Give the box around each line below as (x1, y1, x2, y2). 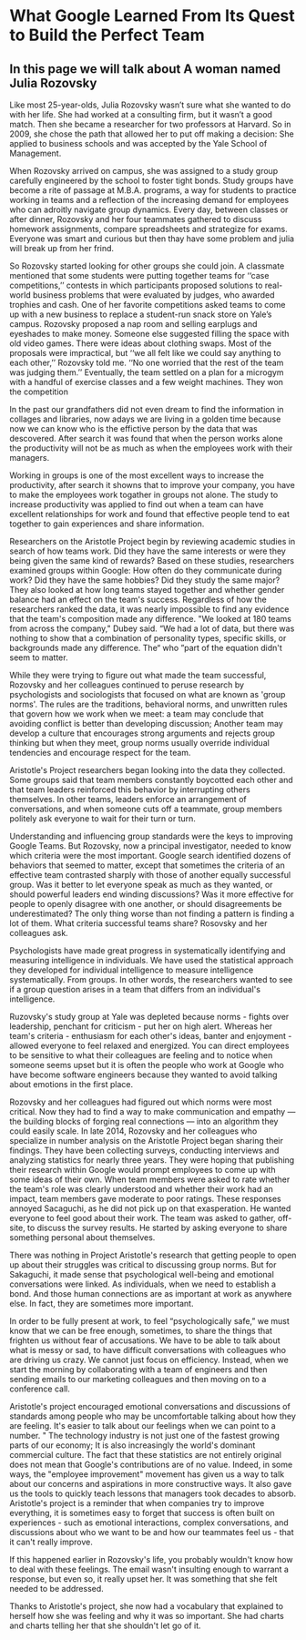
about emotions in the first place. (9, 1079, 134, 1089)
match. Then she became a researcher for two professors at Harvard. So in (9, 119, 291, 129)
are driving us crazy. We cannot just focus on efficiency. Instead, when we (9, 1354, 289, 1365)
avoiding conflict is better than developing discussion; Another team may (9, 718, 284, 728)
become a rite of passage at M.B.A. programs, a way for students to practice (9, 185, 297, 196)
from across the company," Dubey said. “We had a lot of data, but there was (9, 623, 295, 634)
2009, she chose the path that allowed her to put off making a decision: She (9, 128, 294, 139)
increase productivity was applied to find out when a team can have (9, 499, 264, 510)
